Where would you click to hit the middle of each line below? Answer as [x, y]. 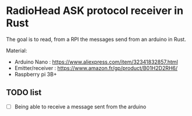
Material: [17, 50]
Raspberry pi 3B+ [36, 74]
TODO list [24, 92]
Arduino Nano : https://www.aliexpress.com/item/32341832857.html [96, 62]
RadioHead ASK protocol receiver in [95, 11]
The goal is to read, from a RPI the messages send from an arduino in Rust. [96, 39]
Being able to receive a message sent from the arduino [80, 107]
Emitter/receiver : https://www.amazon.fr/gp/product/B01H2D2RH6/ [96, 68]
